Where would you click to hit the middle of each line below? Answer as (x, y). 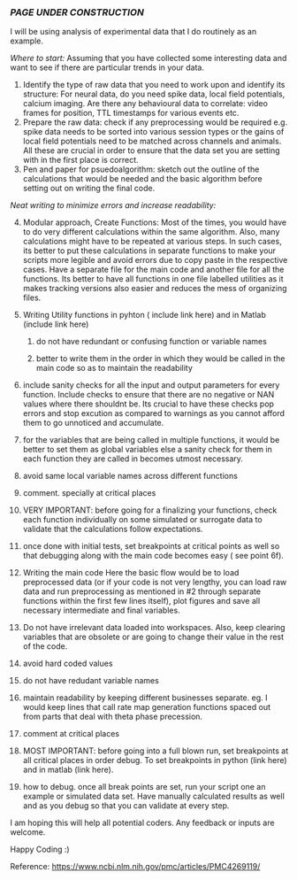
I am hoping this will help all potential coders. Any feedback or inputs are (142, 823)
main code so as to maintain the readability (114, 368)
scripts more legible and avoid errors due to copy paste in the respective (155, 260)
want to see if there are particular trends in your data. (107, 67)
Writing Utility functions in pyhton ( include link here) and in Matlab (144, 315)
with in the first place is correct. (81, 160)
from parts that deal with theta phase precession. (112, 717)
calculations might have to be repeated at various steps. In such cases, (152, 242)
